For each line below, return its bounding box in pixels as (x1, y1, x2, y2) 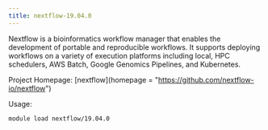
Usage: (8, 99, 32, 108)
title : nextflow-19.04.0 (8, 11, 92, 20)
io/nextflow (8, 83, 46, 93)
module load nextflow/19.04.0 (8, 114, 111, 123)
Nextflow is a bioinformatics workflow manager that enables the (8, 34, 221, 43)
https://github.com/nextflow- (157, 75, 254, 84)
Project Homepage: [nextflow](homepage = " (8, 75, 159, 84)
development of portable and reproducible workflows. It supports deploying (8, 42, 261, 52)
